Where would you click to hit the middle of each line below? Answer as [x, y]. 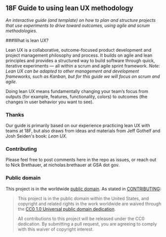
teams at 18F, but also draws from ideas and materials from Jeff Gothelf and [83, 131]
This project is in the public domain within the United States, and [83, 198]
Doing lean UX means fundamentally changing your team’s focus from [77, 91]
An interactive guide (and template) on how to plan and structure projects [81, 20]
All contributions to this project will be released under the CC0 [81, 219]
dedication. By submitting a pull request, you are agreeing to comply [87, 224]
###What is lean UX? [27, 40]
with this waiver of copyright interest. [56, 229]
